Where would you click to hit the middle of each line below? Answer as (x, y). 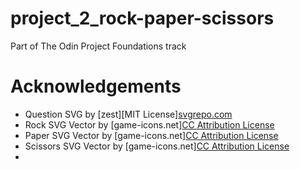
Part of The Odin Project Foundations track (98, 46)
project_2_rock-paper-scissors (142, 18)
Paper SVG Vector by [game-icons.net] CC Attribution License (151, 135)
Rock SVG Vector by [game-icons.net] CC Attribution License (149, 124)
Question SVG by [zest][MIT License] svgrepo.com (128, 114)
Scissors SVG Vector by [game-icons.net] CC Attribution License (157, 146)
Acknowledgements (96, 86)
